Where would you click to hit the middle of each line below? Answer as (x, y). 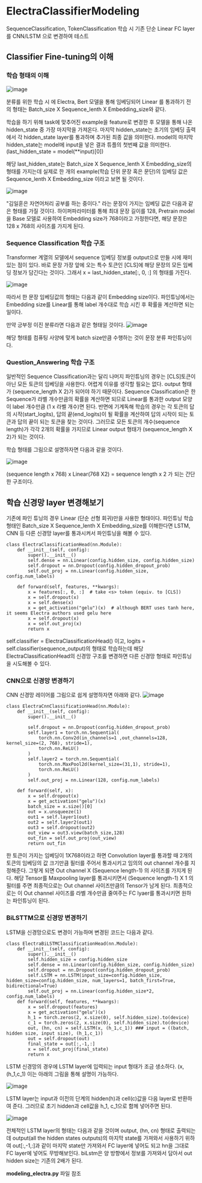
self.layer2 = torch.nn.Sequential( (74, 759)
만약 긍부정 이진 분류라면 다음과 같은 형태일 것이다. (66, 324)
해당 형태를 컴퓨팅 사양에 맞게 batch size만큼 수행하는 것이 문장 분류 (86, 337)
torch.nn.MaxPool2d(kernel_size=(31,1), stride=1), (104, 765)
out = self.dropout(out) (59, 1038)
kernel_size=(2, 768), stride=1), (50, 743)
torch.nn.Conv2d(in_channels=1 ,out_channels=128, (103, 738)
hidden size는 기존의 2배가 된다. (44, 1160)
